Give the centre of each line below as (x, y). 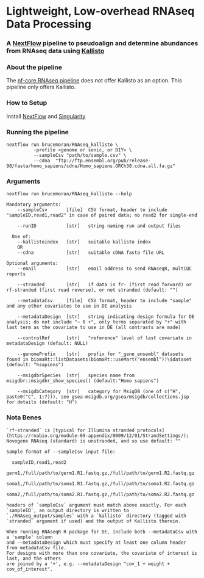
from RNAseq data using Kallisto (55, 51)
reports (16, 274)
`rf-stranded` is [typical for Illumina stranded (71, 430)
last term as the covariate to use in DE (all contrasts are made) (94, 328)
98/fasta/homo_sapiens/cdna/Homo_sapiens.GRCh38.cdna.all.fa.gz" (91, 166)
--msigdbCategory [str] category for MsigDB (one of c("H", (99, 392)
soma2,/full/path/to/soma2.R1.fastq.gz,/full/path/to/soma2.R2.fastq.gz (100, 494)
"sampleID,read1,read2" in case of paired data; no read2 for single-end (102, 215)
